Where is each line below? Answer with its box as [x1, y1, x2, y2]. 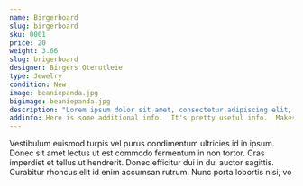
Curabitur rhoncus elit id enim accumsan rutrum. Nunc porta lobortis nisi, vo [9, 167, 292, 178]
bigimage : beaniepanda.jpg [9, 96, 111, 106]
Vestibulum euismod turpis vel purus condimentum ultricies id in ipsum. [9, 138, 275, 149]
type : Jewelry [9, 72, 63, 81]
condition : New [9, 80, 67, 89]
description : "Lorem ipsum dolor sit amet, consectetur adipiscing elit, [9, 105, 293, 114]
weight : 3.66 [9, 47, 59, 56]
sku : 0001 [9, 30, 47, 39]
